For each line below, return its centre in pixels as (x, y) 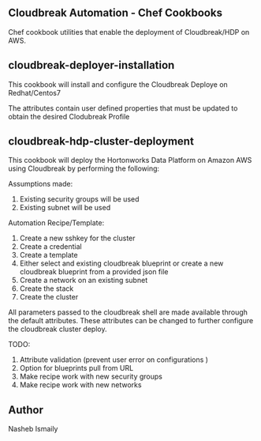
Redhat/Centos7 (35, 92)
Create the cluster (49, 297)
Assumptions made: (41, 184)
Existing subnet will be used (65, 208)
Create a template (48, 255)
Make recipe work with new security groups (91, 377)
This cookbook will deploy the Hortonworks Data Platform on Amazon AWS (130, 160)
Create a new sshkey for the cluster (77, 238)
